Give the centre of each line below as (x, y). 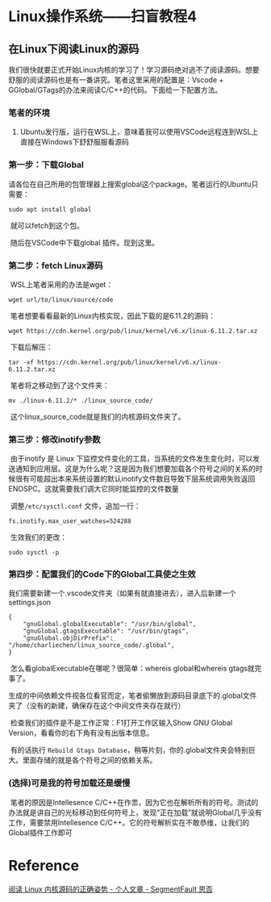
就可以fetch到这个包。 (47, 225)
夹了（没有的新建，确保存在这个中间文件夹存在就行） (97, 706)
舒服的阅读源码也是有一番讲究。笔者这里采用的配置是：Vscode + (116, 80)
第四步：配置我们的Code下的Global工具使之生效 (102, 574)
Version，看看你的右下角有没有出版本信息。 (81, 733)
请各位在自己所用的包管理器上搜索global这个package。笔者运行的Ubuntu (130, 184)
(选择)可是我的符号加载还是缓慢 (69, 783)
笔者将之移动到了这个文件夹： (60, 385)
